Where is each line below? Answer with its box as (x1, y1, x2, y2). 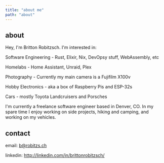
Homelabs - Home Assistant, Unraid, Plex (5, 64, 92, 70)
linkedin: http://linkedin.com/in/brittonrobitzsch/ (5, 152, 105, 158)
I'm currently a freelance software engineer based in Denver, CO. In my (5, 104, 154, 110)
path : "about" (5, 12, 35, 17)
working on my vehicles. (5, 114, 56, 120)
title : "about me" (5, 7, 44, 13)
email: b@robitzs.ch (5, 143, 47, 149)
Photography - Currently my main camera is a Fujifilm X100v (5, 74, 131, 80)
